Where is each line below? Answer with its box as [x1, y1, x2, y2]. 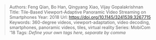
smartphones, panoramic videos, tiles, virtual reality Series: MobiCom [9, 25, 151, 30]
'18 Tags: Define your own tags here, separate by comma [9, 30, 126, 35]
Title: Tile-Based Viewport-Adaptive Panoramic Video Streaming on [9, 9, 146, 15]
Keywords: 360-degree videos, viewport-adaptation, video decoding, [9, 19, 151, 25]
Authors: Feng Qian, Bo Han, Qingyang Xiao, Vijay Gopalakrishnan [9, 4, 144, 10]
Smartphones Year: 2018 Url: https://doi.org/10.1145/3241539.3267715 [9, 14, 151, 20]
